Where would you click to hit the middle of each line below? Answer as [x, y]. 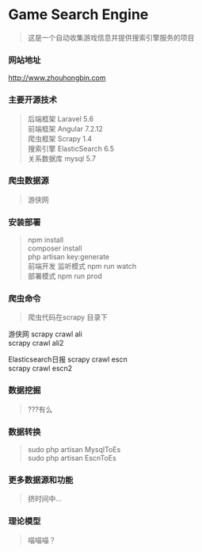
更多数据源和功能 [41, 480]
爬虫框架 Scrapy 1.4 [60, 138]
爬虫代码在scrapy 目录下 [68, 317]
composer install [55, 248]
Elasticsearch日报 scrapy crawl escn [68, 359]
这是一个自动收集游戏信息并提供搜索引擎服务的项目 [111, 37]
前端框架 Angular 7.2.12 [65, 128]
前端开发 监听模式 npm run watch [82, 266]
